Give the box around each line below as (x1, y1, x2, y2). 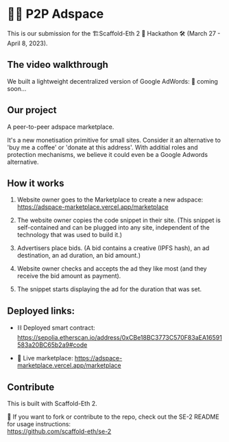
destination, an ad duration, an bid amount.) (16, 251, 141, 260)
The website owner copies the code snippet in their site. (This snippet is (16, 216, 221, 225)
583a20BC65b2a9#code (16, 341, 88, 349)
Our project (7, 104, 57, 116)
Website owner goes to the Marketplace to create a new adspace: (16, 195, 204, 204)
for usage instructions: (7, 420, 71, 428)
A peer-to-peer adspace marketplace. (7, 123, 114, 131)
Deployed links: (7, 305, 75, 317)
